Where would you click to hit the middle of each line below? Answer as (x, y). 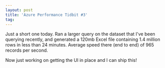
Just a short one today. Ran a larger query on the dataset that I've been (80, 34)
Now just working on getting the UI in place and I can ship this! (71, 60)
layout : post (19, 10)
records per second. (27, 50)
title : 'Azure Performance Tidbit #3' (46, 15)
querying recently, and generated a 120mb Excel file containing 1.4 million (83, 39)
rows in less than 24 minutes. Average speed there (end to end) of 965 (80, 45)
